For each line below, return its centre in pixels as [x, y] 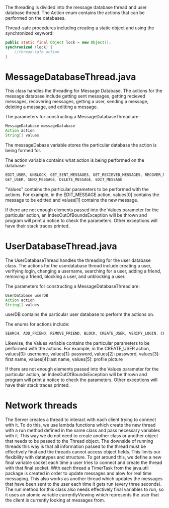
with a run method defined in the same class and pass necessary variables [83, 430]
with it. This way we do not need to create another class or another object [82, 436]
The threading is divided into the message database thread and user [76, 7]
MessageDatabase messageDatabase [40, 126]
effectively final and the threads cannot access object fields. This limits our [83, 452]
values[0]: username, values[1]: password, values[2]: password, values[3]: [82, 354]
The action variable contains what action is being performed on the [75, 160]
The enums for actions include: [37, 324]
